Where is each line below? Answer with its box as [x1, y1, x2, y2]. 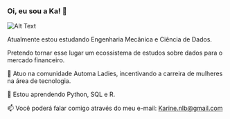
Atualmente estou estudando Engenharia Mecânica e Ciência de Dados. [7, 35, 213, 44]
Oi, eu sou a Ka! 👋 [7, 6, 67, 16]
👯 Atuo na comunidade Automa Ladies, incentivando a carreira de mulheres [7, 69, 223, 78]
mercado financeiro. [7, 56, 65, 64]
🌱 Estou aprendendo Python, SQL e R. [7, 90, 116, 99]
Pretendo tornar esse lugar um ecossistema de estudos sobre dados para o [7, 48, 223, 57]
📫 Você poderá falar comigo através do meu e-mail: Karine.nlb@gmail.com [7, 104, 223, 113]
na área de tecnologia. [7, 77, 71, 85]
